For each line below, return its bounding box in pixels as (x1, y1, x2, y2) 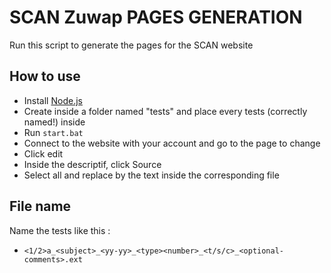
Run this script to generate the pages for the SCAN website (9, 39, 254, 51)
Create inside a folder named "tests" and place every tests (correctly (23, 105, 308, 117)
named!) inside (23, 116, 86, 128)
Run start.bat (23, 126, 84, 138)
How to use (9, 68, 81, 85)
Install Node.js (23, 94, 83, 106)
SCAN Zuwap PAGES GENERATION (9, 6, 303, 29)
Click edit (23, 147, 64, 160)
